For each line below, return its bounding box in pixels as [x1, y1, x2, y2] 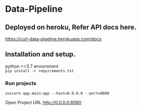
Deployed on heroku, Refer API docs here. [5, 23, 137, 31]
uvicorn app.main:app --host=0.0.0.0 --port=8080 [5, 91, 110, 96]
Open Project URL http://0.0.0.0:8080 [5, 100, 82, 106]
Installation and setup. [5, 50, 76, 58]
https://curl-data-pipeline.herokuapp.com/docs [5, 36, 102, 42]
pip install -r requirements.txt [5, 68, 74, 73]
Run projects [5, 80, 37, 86]
